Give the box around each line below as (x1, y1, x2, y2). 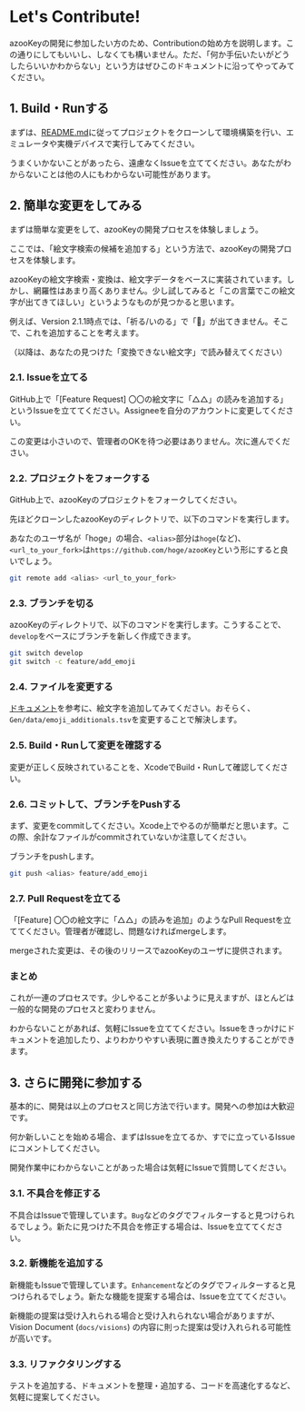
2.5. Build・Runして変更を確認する (9, 739, 162, 751)
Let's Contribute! (9, 6, 141, 27)
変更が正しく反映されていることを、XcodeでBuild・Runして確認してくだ (9, 761, 280, 772)
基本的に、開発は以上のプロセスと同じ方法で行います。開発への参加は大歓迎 (9, 1101, 295, 1112)
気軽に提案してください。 (9, 1392, 105, 1403)
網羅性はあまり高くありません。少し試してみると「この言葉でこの (33, 284, 280, 296)
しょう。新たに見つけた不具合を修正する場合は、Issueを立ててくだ (25, 1220, 275, 1232)
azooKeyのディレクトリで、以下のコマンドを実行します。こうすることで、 (9, 620, 286, 631)
